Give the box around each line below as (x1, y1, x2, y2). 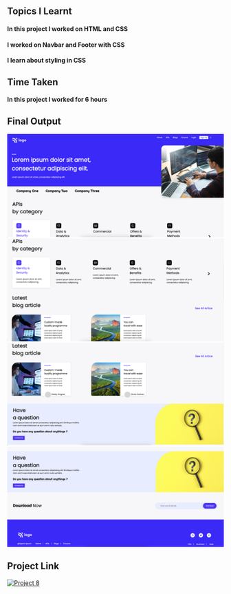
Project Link (7, 560, 60, 572)
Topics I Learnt (7, 6, 72, 17)
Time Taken (7, 76, 58, 88)
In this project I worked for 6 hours (7, 96, 108, 104)
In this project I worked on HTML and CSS (7, 24, 129, 33)
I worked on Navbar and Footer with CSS (7, 41, 125, 49)
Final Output (7, 115, 61, 127)
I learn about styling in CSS (7, 56, 86, 65)
